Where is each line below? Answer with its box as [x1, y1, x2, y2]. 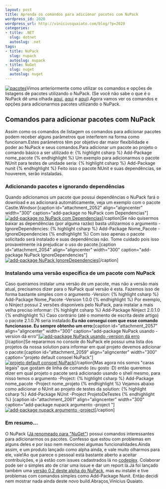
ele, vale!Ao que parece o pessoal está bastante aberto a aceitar [5, 451, 137, 458]
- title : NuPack [5, 49, 39, 53]
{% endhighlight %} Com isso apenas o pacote [49, 231, 145, 237]
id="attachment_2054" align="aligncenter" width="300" [5, 246, 120, 252]
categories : [5, 26, 30, 31]
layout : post [5, 7, 32, 12]
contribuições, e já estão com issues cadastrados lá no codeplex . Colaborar [5, 457, 160, 463]
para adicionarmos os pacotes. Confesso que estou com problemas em [5, 436, 151, 442]
